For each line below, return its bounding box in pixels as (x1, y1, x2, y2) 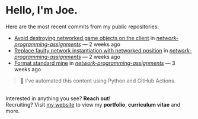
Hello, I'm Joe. (5, 4, 78, 17)
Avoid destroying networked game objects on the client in (14, 34, 155, 41)
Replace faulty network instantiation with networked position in (14, 47, 168, 54)
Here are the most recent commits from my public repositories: (5, 23, 159, 30)
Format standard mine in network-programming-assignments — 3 (14, 59, 175, 67)
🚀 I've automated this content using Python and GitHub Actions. (20, 77, 176, 84)
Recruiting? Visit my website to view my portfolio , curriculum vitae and (5, 101, 180, 108)
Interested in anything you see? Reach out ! (5, 95, 111, 102)
